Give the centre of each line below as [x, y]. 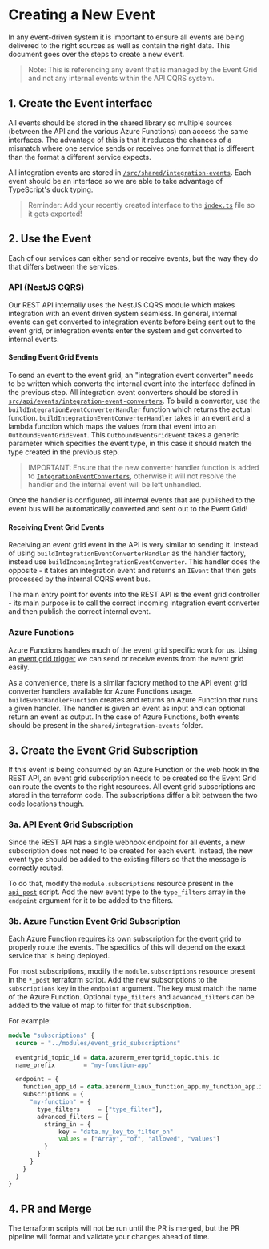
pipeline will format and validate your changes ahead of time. [109, 1237]
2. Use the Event [50, 239]
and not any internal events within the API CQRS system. [121, 78]
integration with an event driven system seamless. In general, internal [123, 313]
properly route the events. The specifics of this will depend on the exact [127, 947]
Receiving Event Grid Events [56, 527]
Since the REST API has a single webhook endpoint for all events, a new [127, 842]
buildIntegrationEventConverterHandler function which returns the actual [130, 409]
